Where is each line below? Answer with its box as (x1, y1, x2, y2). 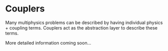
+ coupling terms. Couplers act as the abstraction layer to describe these (5, 24, 158, 30)
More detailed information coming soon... (5, 39, 92, 45)
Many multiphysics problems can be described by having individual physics (5, 19, 163, 25)
